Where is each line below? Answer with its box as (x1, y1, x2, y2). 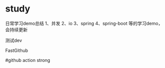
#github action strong (5, 57, 51, 63)
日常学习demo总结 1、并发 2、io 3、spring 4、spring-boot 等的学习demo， (5, 20, 163, 26)
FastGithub (5, 47, 28, 53)
